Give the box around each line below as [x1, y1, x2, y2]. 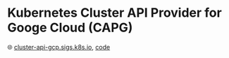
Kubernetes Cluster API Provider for [7, 5, 222, 21]
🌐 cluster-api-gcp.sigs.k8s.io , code [7, 43, 111, 51]
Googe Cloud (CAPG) [7, 20, 133, 36]
